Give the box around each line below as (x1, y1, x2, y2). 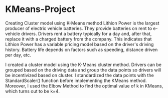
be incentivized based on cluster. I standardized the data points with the (5, 72, 154, 78)
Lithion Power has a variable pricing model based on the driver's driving (5, 41, 154, 47)
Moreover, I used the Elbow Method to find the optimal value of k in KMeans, (5, 82, 163, 88)
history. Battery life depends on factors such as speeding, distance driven (5, 46, 158, 52)
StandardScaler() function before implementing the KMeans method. (5, 77, 147, 83)
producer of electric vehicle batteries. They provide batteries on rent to (5, 25, 152, 31)
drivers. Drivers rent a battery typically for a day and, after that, (21, 30, 152, 36)
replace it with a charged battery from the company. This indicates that (5, 36, 152, 42)
